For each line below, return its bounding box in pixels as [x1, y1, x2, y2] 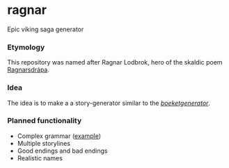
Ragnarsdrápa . [7, 65, 50, 74]
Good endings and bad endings [17, 146, 108, 155]
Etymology [7, 42, 45, 52]
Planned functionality [7, 116, 82, 126]
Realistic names [17, 153, 63, 162]
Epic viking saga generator [7, 25, 84, 33]
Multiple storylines [17, 139, 71, 147]
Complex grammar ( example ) [17, 131, 102, 140]
